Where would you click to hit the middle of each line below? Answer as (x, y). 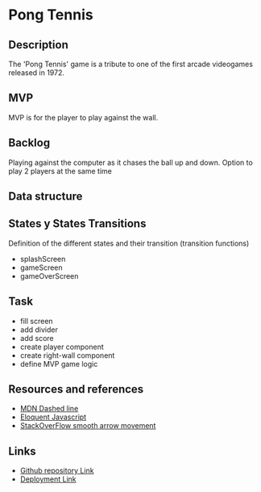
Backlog (29, 143)
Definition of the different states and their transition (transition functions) (129, 243)
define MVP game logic (59, 364)
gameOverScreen (49, 275)
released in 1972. (37, 73)
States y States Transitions (77, 224)
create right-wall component (67, 355)
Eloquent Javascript (53, 417)
